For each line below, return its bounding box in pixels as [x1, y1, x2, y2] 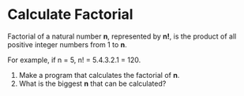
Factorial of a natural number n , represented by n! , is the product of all [7, 31, 237, 41]
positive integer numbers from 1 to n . [7, 39, 127, 49]
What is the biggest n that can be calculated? [18, 79, 167, 88]
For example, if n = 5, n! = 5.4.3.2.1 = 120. [7, 55, 141, 65]
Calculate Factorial [7, 6, 133, 24]
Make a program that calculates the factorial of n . [18, 70, 180, 79]
